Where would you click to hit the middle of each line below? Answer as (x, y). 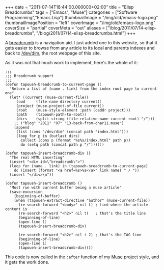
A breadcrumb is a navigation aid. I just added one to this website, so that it (81, 43)
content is (16, 209)
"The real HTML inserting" (37, 158)
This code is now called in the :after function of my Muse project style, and (82, 257)
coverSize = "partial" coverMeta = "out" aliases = (55, 28)
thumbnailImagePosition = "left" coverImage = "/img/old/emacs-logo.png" (80, 23)
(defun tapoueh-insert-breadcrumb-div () (48, 153)
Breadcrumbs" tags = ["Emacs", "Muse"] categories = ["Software (71, 12)
